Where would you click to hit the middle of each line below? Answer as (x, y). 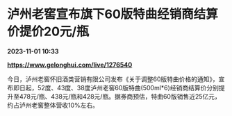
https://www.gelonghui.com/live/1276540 (70, 65)
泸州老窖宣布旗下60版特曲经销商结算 (113, 14)
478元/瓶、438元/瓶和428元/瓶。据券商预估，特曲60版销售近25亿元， (120, 96)
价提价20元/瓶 (48, 32)
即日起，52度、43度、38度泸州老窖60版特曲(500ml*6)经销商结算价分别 (116, 88)
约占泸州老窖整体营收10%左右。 (53, 105)
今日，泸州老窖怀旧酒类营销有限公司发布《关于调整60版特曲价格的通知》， (113, 79)
